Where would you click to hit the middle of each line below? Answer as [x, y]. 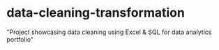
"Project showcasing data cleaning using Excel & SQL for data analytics [109, 32]
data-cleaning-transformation [96, 13]
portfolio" [20, 39]
